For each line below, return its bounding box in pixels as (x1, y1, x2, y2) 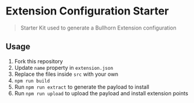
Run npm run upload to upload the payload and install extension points (14, 89, 189, 97)
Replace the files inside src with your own (14, 70, 119, 78)
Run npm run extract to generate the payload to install (14, 83, 149, 90)
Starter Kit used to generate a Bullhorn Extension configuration (20, 24, 177, 31)
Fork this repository (14, 57, 63, 64)
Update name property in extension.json (14, 64, 114, 71)
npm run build (14, 78, 50, 84)
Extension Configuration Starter (5, 4, 169, 18)
